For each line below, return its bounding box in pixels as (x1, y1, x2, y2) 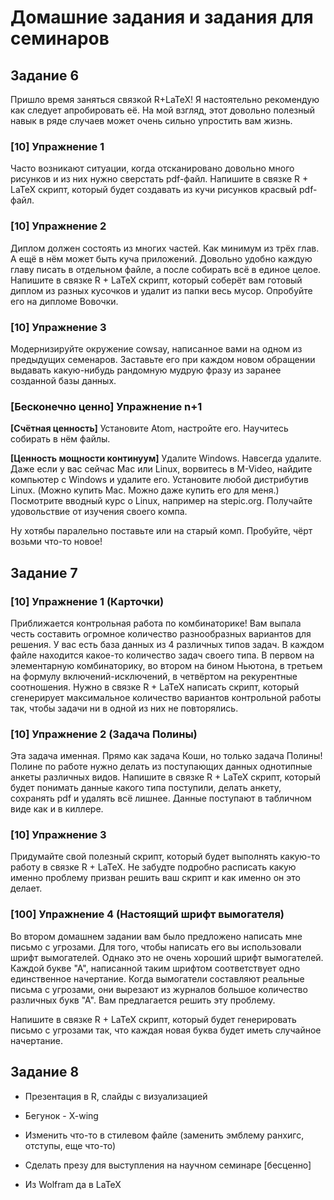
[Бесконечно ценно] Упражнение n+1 (10, 399, 203, 413)
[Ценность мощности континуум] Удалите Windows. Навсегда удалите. (10, 452, 322, 465)
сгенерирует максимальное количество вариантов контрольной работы (10, 691, 322, 703)
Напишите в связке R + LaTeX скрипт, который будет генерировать (10, 1013, 297, 1025)
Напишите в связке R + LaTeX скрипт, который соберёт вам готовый (10, 274, 303, 286)
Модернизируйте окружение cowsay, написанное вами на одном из (10, 342, 303, 355)
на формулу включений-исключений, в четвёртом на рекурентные (10, 670, 298, 682)
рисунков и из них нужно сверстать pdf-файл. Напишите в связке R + (10, 173, 309, 185)
